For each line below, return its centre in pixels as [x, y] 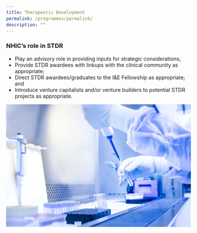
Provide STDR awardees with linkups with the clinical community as [96, 65]
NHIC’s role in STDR [35, 46]
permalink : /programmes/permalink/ [50, 18]
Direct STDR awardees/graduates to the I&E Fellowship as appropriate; [100, 77]
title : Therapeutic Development [45, 12]
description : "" [26, 25]
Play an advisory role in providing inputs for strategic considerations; [98, 59]
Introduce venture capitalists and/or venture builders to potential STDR [100, 90]
